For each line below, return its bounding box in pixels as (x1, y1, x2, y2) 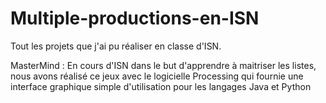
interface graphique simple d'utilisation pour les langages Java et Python (10, 80, 312, 92)
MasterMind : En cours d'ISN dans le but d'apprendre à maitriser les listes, (10, 59, 317, 71)
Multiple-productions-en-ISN (10, 7, 260, 30)
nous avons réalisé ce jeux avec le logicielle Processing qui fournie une (10, 70, 304, 82)
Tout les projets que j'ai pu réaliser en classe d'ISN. (10, 40, 222, 52)
